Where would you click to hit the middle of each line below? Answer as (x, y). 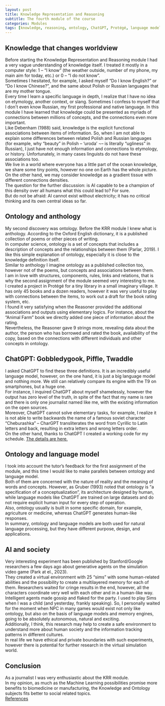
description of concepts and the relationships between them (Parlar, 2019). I (82, 249)
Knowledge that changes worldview (61, 48)
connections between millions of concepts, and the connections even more (81, 117)
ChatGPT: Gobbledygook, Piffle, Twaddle (69, 359)
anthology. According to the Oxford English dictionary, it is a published (76, 233)
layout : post (18, 10)
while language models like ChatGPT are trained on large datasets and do (79, 497)
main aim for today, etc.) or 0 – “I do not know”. (53, 75)
